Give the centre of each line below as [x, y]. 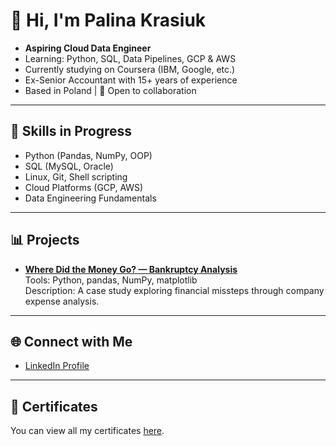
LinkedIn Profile [57, 366]
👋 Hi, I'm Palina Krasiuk [108, 20]
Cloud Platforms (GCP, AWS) [84, 187]
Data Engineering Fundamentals [90, 198]
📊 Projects [45, 240]
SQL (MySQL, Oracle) [69, 166]
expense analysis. [62, 301]
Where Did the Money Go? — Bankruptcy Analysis [131, 269]
